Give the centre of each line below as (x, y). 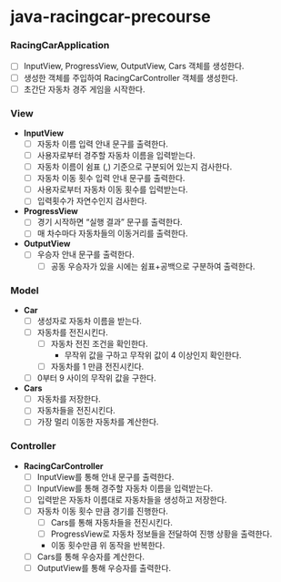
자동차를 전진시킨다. (72, 332)
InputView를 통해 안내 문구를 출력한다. (105, 476)
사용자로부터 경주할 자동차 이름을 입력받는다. (116, 156)
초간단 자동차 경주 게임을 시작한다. (84, 89)
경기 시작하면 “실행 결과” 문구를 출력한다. (110, 222)
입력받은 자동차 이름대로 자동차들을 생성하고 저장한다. (132, 499)
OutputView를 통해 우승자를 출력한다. (104, 568)
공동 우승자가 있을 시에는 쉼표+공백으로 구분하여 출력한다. (153, 266)
